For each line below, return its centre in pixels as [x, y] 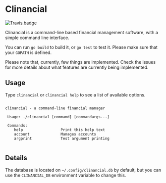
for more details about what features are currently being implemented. [77, 67]
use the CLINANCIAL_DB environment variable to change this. [66, 175]
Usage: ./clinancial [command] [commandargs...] [58, 117]
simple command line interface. [37, 38]
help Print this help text [60, 130]
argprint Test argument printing [62, 138]
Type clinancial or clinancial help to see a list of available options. [75, 94]
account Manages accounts [55, 134]
